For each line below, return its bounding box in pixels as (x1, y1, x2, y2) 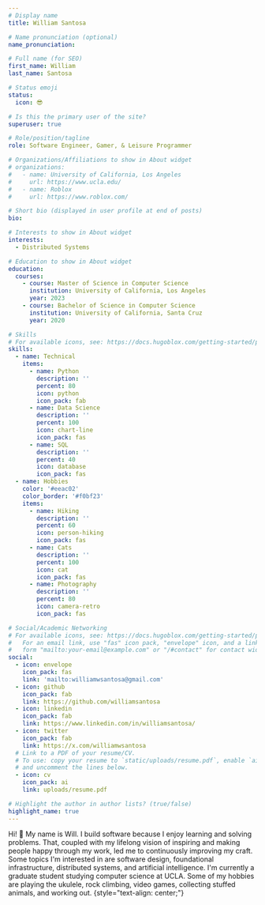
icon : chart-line (36, 426, 93, 434)
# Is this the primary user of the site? (8, 112, 147, 121)
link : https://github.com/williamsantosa (22, 697, 160, 706)
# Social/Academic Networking (8, 624, 108, 632)
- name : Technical (15, 353, 77, 360)
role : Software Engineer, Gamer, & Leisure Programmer (8, 141, 192, 150)
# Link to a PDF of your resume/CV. (15, 749, 136, 757)
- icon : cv (15, 771, 51, 779)
